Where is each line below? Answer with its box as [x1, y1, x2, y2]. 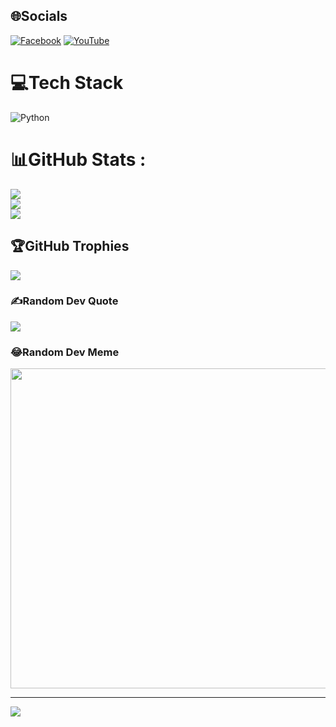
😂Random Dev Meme [10, 345, 120, 359]
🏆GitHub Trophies [10, 238, 130, 255]
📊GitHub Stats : [10, 148, 147, 171]
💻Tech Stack [10, 72, 124, 94]
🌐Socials [10, 8, 68, 25]
